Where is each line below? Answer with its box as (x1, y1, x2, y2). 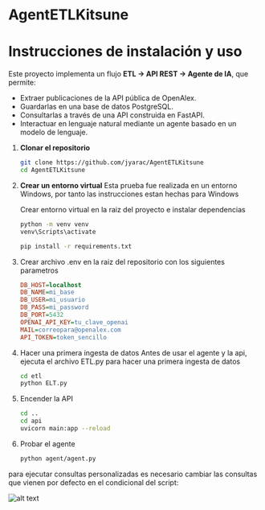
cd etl (19, 372, 43, 380)
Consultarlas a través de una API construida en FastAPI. (19, 110, 205, 120)
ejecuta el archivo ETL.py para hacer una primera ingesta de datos (19, 356, 241, 366)
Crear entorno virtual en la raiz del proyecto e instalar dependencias (19, 204, 247, 214)
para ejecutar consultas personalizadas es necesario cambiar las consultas (8, 469, 258, 479)
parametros (19, 265, 59, 275)
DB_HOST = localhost (19, 281, 82, 289)
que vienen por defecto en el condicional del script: (8, 477, 179, 487)
